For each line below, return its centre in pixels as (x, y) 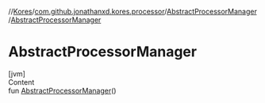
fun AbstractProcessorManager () (62, 90)
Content (21, 82)
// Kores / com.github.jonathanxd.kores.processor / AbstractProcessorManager (132, 11)
